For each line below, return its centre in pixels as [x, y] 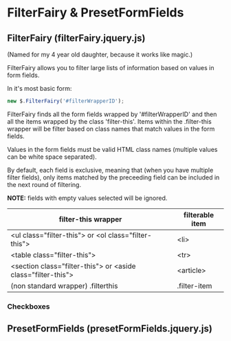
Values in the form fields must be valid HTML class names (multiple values [112, 149]
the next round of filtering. [44, 184]
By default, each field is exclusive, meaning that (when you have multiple [110, 170]
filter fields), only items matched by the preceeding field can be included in [113, 177]
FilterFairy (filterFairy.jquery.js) [76, 38]
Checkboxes [29, 306]
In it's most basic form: [40, 88]
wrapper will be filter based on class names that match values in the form [111, 129]
